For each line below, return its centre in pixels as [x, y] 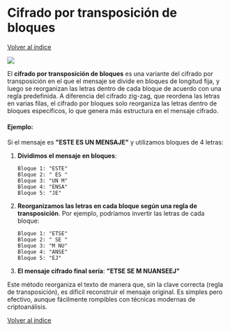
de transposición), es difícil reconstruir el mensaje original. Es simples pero [115, 292]
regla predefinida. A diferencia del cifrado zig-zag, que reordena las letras [114, 96]
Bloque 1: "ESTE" [43, 169]
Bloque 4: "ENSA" [43, 187]
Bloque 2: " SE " [43, 240]
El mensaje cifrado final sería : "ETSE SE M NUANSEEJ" [98, 271]
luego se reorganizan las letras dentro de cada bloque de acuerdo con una [114, 88]
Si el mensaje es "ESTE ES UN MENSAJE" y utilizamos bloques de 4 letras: [115, 142]
